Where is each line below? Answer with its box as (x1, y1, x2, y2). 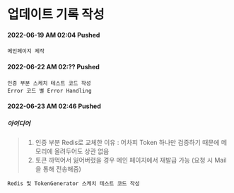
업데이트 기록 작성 (7, 6, 105, 23)
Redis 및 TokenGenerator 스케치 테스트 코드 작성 (7, 180, 140, 187)
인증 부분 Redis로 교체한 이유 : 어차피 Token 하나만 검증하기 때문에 (35, 139, 220, 147)
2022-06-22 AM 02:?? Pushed (7, 62, 100, 71)
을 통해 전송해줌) (35, 165, 81, 173)
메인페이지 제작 (7, 47, 45, 55)
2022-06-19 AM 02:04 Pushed (7, 30, 100, 39)
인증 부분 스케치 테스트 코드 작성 (7, 79, 91, 87)
